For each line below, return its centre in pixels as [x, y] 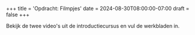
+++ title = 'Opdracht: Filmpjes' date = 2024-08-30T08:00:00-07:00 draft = [98, 8]
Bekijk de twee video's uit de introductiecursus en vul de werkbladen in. [93, 26]
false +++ [18, 15]
